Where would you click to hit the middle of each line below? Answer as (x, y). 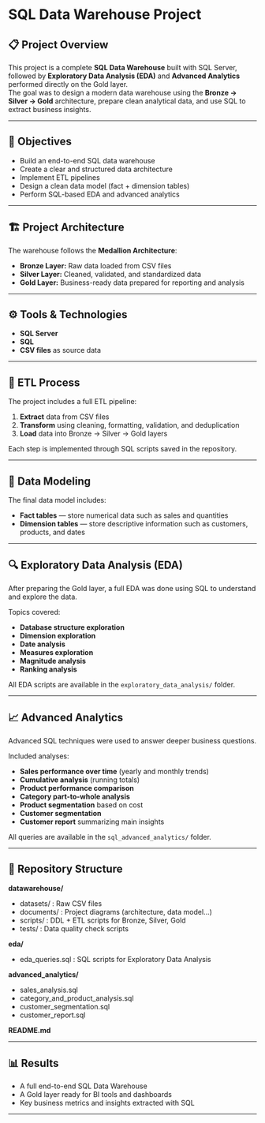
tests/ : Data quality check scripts (74, 928)
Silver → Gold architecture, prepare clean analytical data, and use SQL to (127, 101)
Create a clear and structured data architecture (96, 169)
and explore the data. (43, 597)
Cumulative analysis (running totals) (80, 780)
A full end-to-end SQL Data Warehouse (83, 1086)
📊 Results (34, 1063)
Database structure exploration (72, 627)
